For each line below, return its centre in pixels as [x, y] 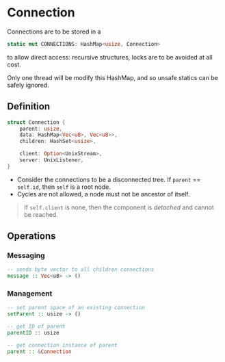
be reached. [41, 214]
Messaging [26, 256]
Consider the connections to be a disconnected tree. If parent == [109, 179]
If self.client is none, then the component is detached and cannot [119, 207]
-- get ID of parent [37, 326]
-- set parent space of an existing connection [76, 308]
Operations [31, 236]
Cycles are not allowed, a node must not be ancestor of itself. [103, 194]
